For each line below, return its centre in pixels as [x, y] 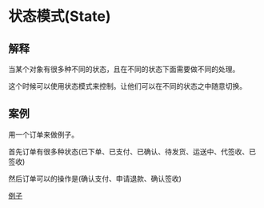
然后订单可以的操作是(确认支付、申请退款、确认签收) [95, 178]
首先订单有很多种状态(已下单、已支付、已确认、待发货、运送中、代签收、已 [132, 151]
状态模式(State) [60, 16]
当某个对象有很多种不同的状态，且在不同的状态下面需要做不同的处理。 [124, 69]
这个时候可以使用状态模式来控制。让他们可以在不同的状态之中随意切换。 [127, 86]
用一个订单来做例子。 [43, 134]
